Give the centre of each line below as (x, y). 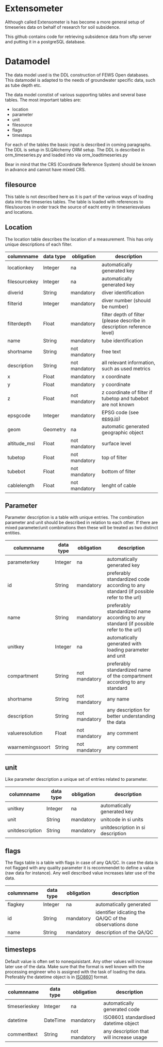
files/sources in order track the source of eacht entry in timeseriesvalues (78, 207)
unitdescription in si (123, 827)
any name (118, 699)
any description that (126, 1031)
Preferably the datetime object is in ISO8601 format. (57, 977)
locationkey (21, 267)
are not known (118, 404)
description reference (126, 327)
